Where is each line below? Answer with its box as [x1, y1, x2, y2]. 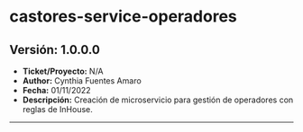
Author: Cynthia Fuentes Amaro [22, 75, 142, 86]
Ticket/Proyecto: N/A [22, 66, 104, 76]
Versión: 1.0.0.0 [9, 42, 101, 57]
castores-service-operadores [9, 6, 237, 27]
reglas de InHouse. [22, 104, 93, 114]
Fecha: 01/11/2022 [22, 85, 92, 95]
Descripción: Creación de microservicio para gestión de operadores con [22, 94, 294, 105]
